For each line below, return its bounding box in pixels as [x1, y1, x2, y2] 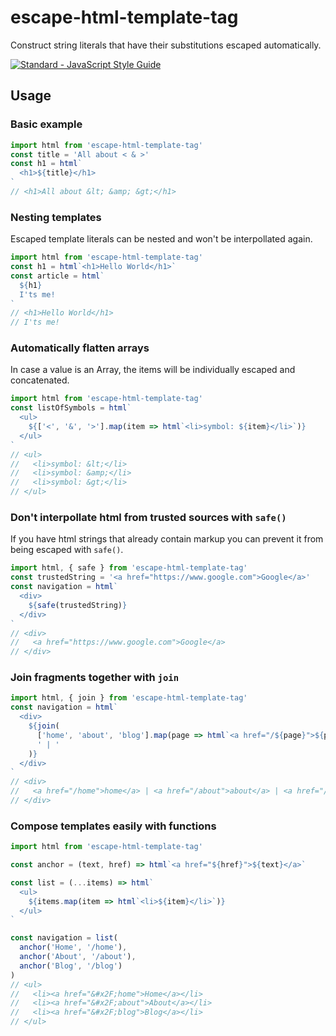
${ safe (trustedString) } [28, 600, 128, 610]
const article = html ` [10, 271, 105, 281]
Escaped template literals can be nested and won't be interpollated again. [10, 233, 313, 245]
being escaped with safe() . [10, 544, 124, 556]
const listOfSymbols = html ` [10, 403, 132, 413]
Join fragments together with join [10, 671, 180, 685]
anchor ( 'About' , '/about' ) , [19, 952, 137, 962]
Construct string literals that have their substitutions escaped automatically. [10, 39, 322, 51]
